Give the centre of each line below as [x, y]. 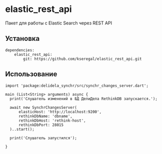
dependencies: [20, 50]
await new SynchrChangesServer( [43, 107]
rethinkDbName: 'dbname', [45, 116]
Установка [22, 39]
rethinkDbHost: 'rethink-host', [52, 121]
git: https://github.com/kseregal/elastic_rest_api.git [82, 59]
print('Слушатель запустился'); [43, 138]
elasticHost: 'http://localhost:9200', [60, 112]
